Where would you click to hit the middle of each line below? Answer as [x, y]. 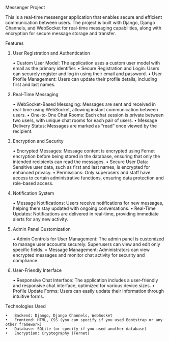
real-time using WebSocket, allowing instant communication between [85, 110]
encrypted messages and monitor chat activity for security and [79, 255]
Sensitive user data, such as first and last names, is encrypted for [81, 167]
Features [15, 43]
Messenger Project [25, 7]
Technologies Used [25, 306]
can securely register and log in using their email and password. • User [87, 74]
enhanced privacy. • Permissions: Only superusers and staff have [81, 173]
